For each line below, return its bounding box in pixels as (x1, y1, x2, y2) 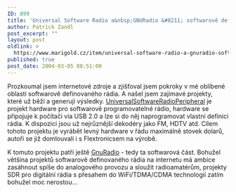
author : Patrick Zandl (7, 23, 74, 30)
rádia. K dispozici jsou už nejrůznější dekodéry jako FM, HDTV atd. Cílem (7, 119, 218, 127)
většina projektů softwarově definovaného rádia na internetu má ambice (7, 155, 216, 164)
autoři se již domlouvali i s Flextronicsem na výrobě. (7, 134, 157, 143)
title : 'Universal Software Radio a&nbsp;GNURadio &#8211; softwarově (7, 17, 218, 24)
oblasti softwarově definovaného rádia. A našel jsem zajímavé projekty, (7, 89, 213, 98)
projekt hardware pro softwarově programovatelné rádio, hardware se (7, 104, 209, 113)
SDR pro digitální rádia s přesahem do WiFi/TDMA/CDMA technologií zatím (7, 170, 223, 179)
